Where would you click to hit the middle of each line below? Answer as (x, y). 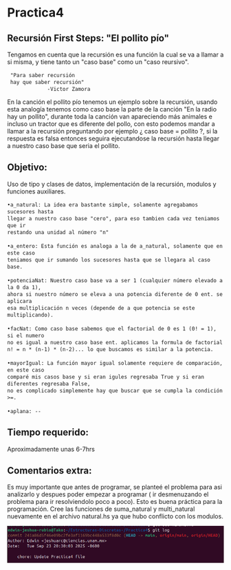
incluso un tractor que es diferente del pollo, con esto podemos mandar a (111, 124)
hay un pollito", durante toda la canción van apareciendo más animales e (110, 116)
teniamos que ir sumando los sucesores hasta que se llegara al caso (109, 260)
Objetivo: (27, 168)
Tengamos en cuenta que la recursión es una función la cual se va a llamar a (115, 54)
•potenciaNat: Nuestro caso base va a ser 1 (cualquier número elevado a (115, 280)
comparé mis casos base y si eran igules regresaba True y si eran (106, 377)
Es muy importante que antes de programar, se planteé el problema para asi (114, 487)
